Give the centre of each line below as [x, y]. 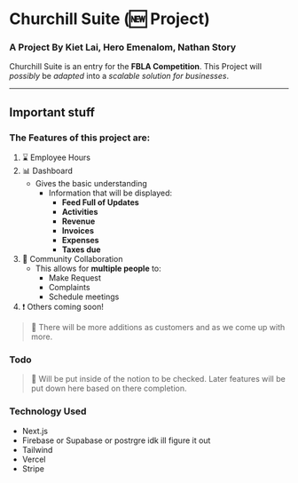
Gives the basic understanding [91, 184]
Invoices [78, 231]
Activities [80, 212]
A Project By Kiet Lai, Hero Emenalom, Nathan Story [123, 47]
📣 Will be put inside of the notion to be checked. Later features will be [158, 379]
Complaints [69, 288]
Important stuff [52, 112]
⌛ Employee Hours [56, 158]
